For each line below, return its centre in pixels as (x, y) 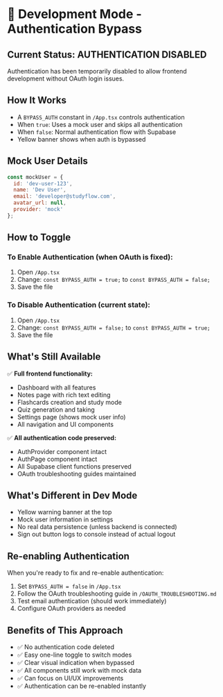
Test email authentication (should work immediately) (92, 601)
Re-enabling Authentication (69, 556)
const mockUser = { (35, 177)
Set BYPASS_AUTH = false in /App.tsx (69, 587)
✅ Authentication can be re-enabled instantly (82, 686)
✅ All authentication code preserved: (62, 437)
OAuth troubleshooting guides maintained (77, 473)
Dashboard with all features (56, 387)
